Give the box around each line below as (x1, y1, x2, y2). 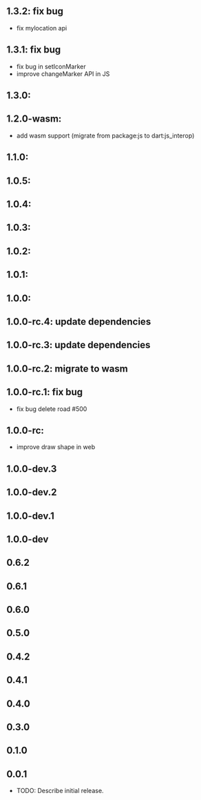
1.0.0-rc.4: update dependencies (6, 316, 151, 327)
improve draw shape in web (16, 443, 96, 451)
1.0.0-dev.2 (6, 486, 57, 498)
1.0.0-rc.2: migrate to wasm (6, 363, 128, 374)
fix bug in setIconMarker (16, 62, 87, 70)
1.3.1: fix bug (6, 44, 61, 56)
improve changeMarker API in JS (16, 69, 110, 78)
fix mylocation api (16, 23, 67, 32)
